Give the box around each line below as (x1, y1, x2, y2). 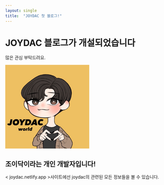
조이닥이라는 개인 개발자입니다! (5, 159, 96, 168)
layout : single (5, 8, 37, 13)
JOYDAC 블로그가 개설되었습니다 (5, 37, 136, 49)
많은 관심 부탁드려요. (5, 55, 46, 61)
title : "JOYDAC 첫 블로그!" (5, 13, 62, 19)
